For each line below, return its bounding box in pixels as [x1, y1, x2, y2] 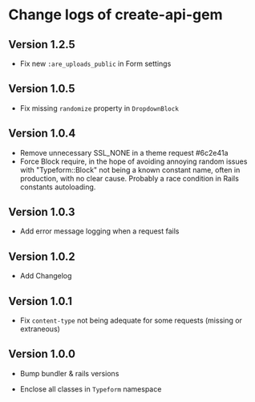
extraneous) [19, 324, 60, 334]
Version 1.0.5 [8, 82, 75, 95]
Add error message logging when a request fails [19, 226, 180, 236]
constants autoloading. [19, 182, 96, 192]
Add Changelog [19, 271, 72, 281]
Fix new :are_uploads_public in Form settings [19, 59, 172, 68]
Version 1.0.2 [8, 250, 76, 263]
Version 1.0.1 [8, 294, 73, 308]
